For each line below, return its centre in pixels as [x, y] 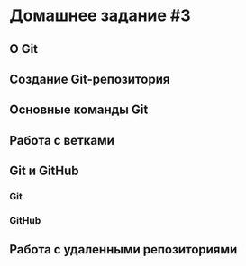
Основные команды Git [79, 110]
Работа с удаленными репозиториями [123, 249]
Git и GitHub [44, 171]
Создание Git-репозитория [90, 79]
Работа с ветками [62, 140]
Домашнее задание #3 [100, 16]
